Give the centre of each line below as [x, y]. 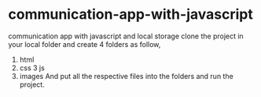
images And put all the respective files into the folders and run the [126, 76]
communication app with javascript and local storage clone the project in [126, 36]
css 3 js [32, 67]
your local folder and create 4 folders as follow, [85, 44]
